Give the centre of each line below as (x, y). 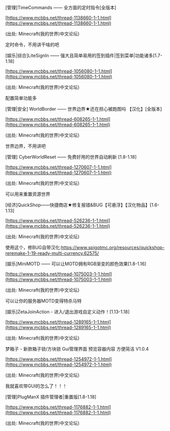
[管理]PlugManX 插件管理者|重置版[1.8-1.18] (51, 397)
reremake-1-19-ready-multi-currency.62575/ (52, 253)
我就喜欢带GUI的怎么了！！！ (36, 386)
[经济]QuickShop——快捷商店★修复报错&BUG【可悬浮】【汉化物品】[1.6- (82, 205)
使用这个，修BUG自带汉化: (33, 247)
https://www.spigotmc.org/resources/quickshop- (113, 247)
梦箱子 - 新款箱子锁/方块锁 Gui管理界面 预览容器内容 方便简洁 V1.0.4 (77, 349)
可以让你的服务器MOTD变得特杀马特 (44, 301)
